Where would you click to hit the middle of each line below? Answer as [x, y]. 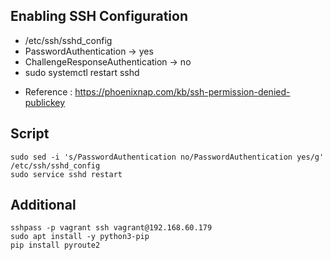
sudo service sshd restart [66, 174]
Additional [43, 205]
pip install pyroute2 [55, 245]
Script [30, 134]
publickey [45, 102]
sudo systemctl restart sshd [82, 72]
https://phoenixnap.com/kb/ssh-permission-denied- [182, 91]
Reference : [48, 91]
